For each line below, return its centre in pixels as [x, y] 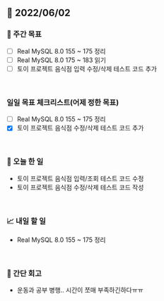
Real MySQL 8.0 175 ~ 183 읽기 [61, 60]
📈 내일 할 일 [27, 221]
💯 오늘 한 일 [25, 161]
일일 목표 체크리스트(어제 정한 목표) [63, 102]
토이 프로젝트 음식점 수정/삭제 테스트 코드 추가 [80, 128]
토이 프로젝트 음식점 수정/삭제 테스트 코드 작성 [80, 187]
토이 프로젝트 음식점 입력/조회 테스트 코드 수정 [80, 178]
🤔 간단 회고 [24, 274]
